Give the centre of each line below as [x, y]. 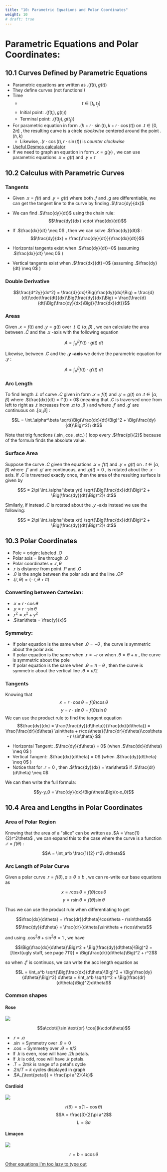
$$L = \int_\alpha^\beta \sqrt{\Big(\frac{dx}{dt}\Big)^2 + [69, 420]
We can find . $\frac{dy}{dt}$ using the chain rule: [63, 213]
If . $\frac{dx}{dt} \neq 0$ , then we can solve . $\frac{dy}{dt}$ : [78, 231]
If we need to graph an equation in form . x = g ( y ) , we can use [76, 152]
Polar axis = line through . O [40, 558]
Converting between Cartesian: [44, 592]
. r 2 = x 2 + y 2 [25, 614]
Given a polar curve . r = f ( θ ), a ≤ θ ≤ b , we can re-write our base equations [83, 877]
